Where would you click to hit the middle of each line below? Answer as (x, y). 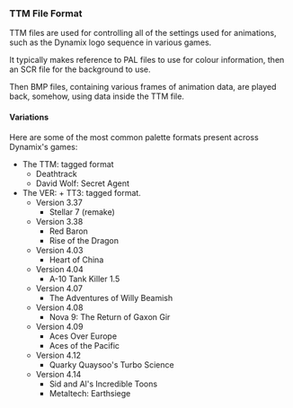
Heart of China (76, 260)
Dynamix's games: (44, 146)
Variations (29, 117)
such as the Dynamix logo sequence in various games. (111, 42)
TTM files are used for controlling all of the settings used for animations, (143, 33)
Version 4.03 (59, 250)
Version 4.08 (59, 307)
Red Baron (68, 231)
